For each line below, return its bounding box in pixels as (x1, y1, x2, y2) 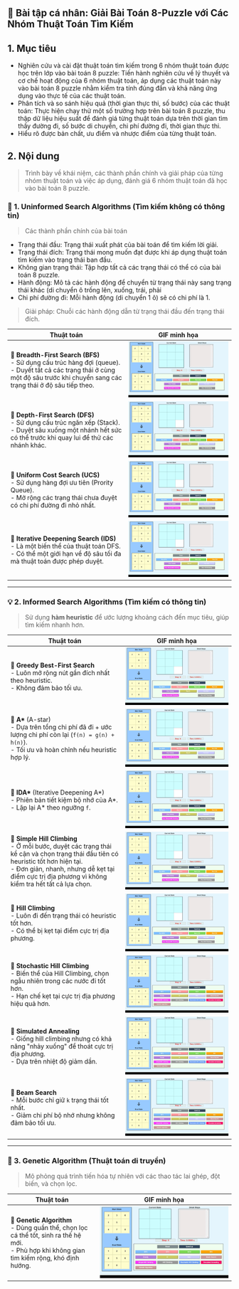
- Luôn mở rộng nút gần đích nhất (10, 669, 110, 677)
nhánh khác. (10, 440, 47, 449)
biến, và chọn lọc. (24, 1179, 78, 1188)
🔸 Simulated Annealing (10, 1027, 80, 1035)
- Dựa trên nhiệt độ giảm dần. (10, 1057, 97, 1066)
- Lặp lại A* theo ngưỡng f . (10, 803, 91, 812)
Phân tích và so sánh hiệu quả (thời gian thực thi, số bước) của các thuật (17, 99, 230, 107)
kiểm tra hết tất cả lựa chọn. (10, 880, 92, 888)
